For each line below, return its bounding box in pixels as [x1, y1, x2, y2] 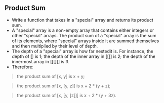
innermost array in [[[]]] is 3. [11, 58, 70, 64]
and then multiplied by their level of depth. [11, 43, 98, 49]
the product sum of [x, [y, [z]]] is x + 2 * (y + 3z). [16, 92, 117, 98]
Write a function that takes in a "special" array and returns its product [11, 17, 154, 23]
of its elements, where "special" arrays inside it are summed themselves [11, 38, 159, 44]
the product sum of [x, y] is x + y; [16, 73, 85, 79]
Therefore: [11, 64, 34, 70]
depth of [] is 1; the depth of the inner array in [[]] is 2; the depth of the [11, 53, 156, 59]
